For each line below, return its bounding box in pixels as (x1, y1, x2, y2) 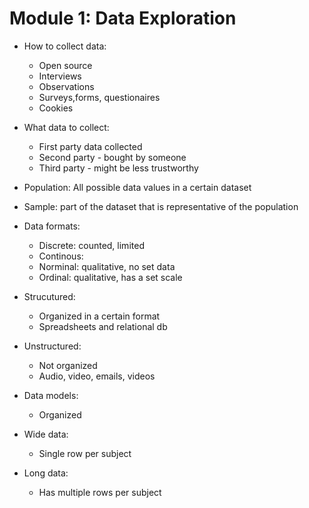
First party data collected (38, 140, 143, 152)
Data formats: (23, 220, 81, 232)
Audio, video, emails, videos (38, 370, 156, 382)
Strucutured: (23, 290, 76, 302)
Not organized (38, 359, 98, 371)
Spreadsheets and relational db (38, 320, 168, 332)
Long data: (23, 467, 69, 479)
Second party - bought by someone (38, 151, 187, 163)
